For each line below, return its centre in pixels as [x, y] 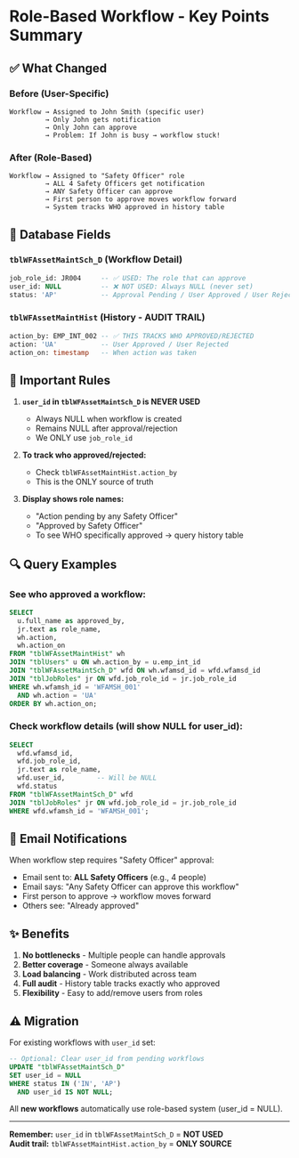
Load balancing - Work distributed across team [109, 974]
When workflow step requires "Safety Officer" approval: [112, 860]
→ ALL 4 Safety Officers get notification [125, 184]
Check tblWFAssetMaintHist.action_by [106, 473]
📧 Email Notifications [68, 838]
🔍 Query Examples [63, 564]
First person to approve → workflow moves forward [117, 896]
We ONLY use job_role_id [84, 438]
